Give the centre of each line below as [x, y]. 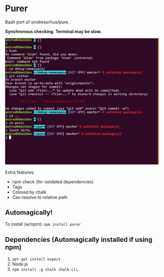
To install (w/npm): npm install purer [43, 224]
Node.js [20, 264]
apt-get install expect [36, 259]
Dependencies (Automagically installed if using [79, 239]
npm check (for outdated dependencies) [53, 181]
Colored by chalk [29, 192]
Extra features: [20, 172]
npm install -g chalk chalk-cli [45, 270]
